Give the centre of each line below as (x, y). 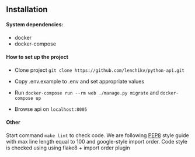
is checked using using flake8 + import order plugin (68, 148)
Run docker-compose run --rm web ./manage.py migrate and (87, 92)
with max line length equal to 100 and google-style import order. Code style (97, 142)
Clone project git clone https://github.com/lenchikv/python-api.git (100, 70)
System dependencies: (35, 24)
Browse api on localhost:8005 (51, 109)
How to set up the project (37, 57)
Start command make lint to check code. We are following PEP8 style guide (97, 135)
